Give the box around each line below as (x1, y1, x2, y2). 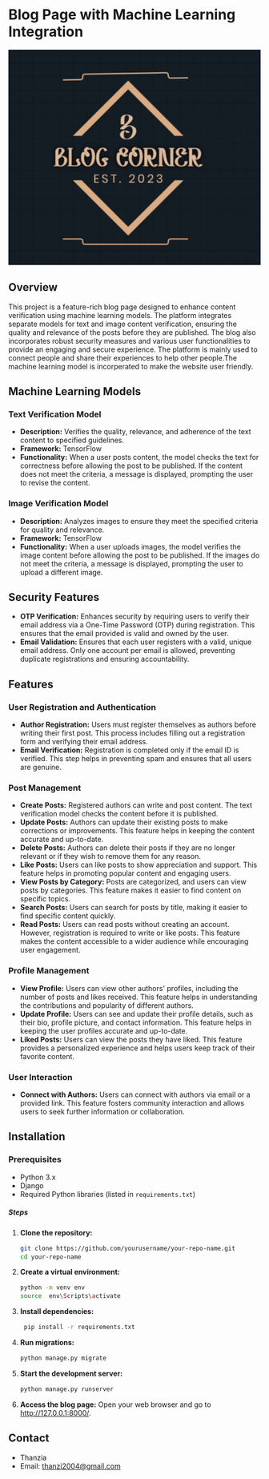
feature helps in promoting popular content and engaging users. (19, 868, 231, 878)
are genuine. (19, 763, 62, 772)
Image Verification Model (8, 498, 109, 510)
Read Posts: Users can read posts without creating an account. (19, 920, 230, 929)
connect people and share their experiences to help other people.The (8, 353, 238, 362)
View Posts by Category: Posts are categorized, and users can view (19, 877, 247, 887)
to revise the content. (19, 478, 90, 488)
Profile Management (8, 965, 90, 977)
